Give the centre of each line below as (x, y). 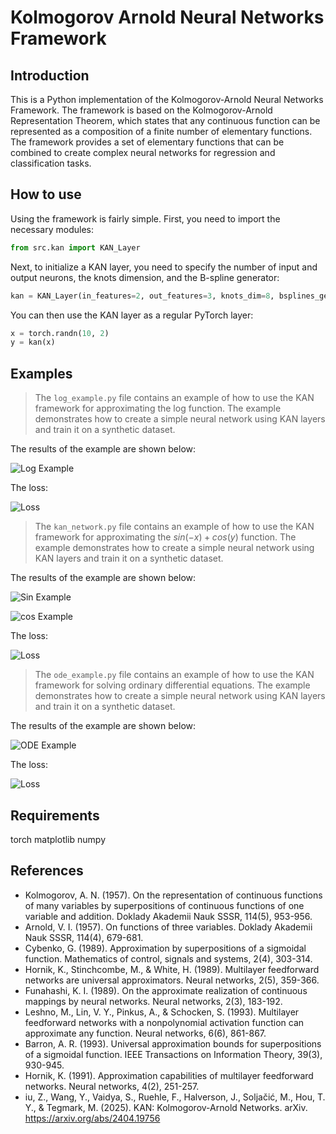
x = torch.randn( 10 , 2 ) (60, 333)
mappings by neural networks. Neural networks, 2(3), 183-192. (153, 1001)
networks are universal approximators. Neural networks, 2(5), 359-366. (172, 980)
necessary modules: (52, 229)
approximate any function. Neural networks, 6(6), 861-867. (145, 1033)
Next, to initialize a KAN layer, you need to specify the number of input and (164, 267)
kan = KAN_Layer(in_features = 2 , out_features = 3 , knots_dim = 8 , (142, 296)
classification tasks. (51, 163)
